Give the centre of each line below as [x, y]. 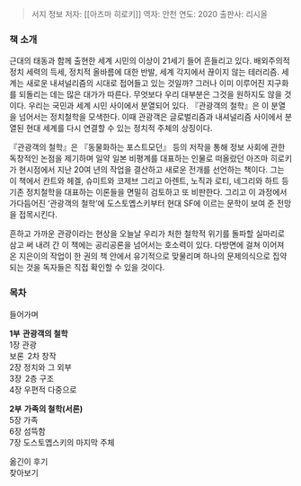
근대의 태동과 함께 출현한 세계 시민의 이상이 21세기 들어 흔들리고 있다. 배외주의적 [150, 61]
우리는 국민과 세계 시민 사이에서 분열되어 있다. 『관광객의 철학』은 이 [149, 106]
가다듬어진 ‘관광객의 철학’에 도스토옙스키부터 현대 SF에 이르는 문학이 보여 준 [142, 203]
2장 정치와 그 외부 [40, 367]
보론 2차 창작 [33, 356]
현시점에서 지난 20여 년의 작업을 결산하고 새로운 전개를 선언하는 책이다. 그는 [151, 170]
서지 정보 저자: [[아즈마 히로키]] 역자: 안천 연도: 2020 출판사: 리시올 [149, 14]
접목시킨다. [38, 215]
